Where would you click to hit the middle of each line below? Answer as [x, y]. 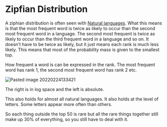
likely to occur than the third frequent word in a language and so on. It [77, 39]
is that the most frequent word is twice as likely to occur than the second [80, 28]
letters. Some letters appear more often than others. [59, 104]
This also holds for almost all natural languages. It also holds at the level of [82, 99]
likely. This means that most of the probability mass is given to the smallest [82, 49]
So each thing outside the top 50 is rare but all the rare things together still [82, 114]
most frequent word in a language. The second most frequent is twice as [80, 33]
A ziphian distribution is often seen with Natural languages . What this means [84, 23]
